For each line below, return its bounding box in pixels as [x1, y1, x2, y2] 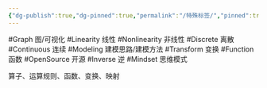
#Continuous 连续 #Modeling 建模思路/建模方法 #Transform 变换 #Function [8, 44, 254, 54]
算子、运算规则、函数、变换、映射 [8, 71, 120, 80]
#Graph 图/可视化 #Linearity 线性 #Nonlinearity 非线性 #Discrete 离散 [8, 34, 234, 44]
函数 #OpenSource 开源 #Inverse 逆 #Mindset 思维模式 [8, 54, 188, 63]
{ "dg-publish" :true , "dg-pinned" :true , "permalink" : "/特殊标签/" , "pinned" [8, 11, 250, 20]
